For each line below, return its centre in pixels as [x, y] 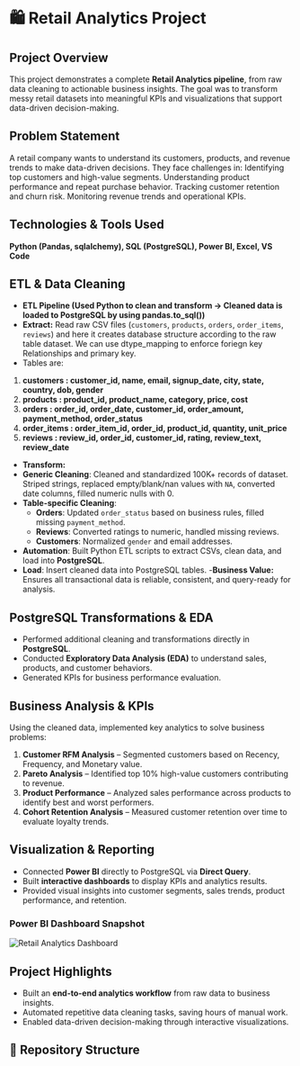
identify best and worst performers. [88, 802]
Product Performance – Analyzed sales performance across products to [157, 793]
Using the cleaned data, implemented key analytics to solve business [137, 727]
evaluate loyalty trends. [66, 822]
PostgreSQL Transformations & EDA [111, 617]
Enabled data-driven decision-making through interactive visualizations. [155, 1021]
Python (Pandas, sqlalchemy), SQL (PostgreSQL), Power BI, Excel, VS [141, 246]
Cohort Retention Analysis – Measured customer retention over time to [154, 812]
